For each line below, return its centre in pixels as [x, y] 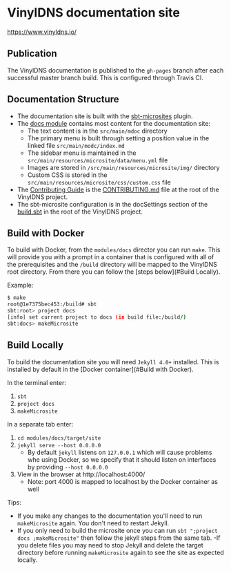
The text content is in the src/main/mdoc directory [97, 131]
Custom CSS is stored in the [67, 175]
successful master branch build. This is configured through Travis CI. [105, 77]
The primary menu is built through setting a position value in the [118, 138]
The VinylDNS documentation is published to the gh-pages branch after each [115, 70]
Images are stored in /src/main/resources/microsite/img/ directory [123, 167]
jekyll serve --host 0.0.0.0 [59, 445]
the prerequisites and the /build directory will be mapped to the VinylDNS [112, 265]
